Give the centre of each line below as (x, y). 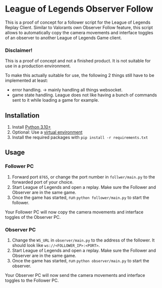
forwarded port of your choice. (43, 182)
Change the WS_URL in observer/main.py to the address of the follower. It (83, 240)
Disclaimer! (19, 50)
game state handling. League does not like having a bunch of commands (84, 95)
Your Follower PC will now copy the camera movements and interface (74, 212)
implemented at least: (27, 80)
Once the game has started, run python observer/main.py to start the (81, 261)
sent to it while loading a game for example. (55, 100)
